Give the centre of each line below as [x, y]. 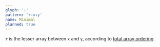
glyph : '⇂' [17, 10]
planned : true [21, 24]
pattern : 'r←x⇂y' [24, 15]
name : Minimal [21, 19]
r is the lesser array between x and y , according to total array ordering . [80, 39]
